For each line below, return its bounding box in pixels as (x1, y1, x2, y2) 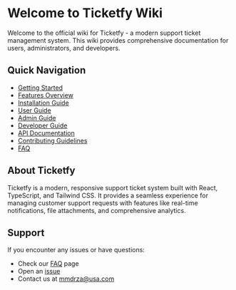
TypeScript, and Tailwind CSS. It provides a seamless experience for (7, 191, 209, 200)
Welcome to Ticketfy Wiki (7, 5, 163, 21)
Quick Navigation (7, 64, 86, 76)
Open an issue (17, 267, 61, 276)
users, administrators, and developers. (7, 43, 120, 52)
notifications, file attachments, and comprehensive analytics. (7, 206, 187, 214)
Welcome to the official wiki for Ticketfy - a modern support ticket (7, 29, 201, 37)
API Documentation (17, 128, 75, 137)
